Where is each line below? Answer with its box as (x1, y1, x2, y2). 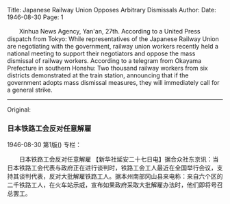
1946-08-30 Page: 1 (7, 13, 64, 21)
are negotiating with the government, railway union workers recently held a (7, 42, 219, 50)
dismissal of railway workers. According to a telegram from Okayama (7, 57, 202, 64)
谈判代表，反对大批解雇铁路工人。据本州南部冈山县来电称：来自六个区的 (18, 173, 223, 181)
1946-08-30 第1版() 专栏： (7, 140, 82, 149)
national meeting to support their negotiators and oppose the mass (7, 49, 196, 58)
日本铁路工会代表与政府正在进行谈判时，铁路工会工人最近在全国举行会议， (7, 164, 217, 172)
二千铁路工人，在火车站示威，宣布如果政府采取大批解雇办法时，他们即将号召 (7, 181, 223, 189)
